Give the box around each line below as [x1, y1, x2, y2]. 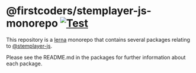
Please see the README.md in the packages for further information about [6, 54, 186, 61]
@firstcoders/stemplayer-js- [6, 4, 152, 18]
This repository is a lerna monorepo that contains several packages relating [6, 36, 191, 43]
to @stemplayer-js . [6, 42, 52, 49]
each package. [6, 60, 43, 67]
